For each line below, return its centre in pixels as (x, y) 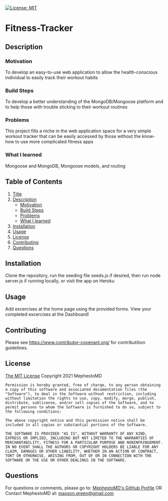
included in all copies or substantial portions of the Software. (76, 425)
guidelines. (17, 348)
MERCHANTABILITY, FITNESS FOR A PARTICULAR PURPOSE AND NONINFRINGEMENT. (84, 442)
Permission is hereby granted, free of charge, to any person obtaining (83, 385)
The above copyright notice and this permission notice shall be (75, 420)
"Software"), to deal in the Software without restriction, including (81, 394)
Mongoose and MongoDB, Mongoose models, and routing (65, 166)
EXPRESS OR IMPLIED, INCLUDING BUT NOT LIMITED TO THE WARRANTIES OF (80, 438)
